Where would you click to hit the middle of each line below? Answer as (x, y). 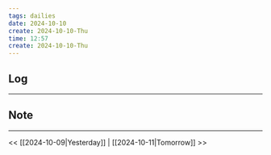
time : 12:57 (28, 38)
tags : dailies (32, 16)
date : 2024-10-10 (38, 23)
